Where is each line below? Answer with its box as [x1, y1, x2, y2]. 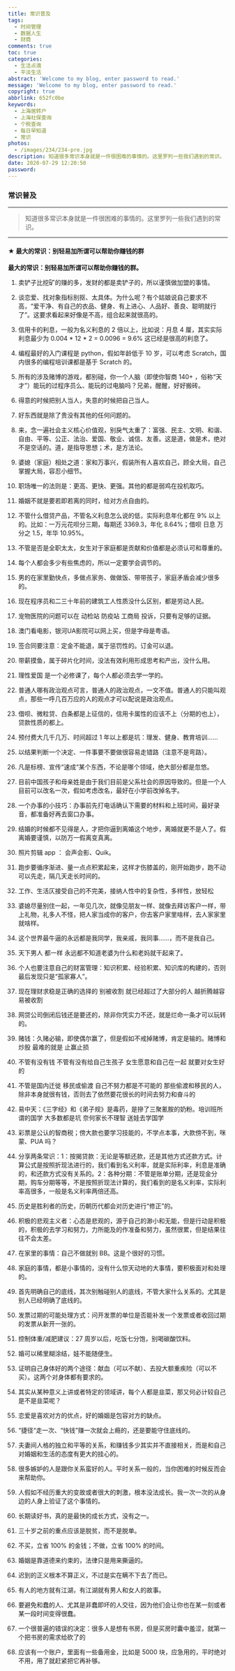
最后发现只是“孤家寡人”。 [17, 972, 91, 981]
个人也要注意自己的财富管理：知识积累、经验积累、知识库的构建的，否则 [17, 964, 226, 972]
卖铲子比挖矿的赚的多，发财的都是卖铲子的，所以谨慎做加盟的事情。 [17, 279, 214, 287]
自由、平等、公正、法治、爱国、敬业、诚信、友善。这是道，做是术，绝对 [17, 434, 226, 443]
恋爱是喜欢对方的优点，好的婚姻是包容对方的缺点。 [17, 1411, 165, 1420]
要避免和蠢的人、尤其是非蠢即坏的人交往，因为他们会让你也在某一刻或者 [17, 1600, 226, 1610]
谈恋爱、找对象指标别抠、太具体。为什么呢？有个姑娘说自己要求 [17, 293, 202, 302]
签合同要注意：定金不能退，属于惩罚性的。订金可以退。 [17, 642, 177, 650]
